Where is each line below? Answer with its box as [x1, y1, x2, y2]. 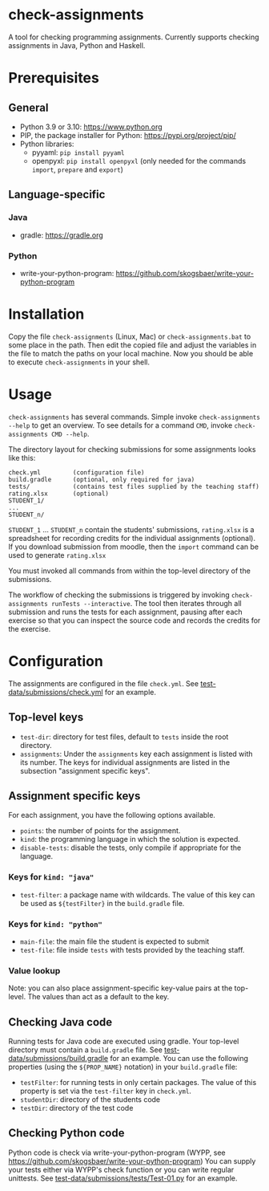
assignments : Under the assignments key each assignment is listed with [19, 749, 254, 758]
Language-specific [8, 188, 106, 201]
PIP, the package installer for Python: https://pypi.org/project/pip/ [19, 130, 236, 140]
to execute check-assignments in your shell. [8, 357, 151, 367]
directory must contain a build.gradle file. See [8, 1045, 163, 1055]
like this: [8, 453, 36, 462]
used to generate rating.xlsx [8, 550, 106, 559]
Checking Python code [8, 1126, 125, 1140]
